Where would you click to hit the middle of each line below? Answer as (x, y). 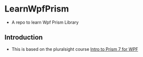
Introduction (24, 37)
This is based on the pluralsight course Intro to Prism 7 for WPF (75, 49)
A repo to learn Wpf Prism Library (45, 22)
